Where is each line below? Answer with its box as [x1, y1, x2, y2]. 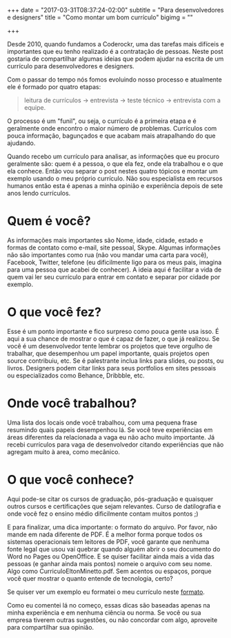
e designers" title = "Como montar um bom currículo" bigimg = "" [7, 13, 193, 21]
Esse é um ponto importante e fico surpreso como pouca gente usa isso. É [7, 327, 219, 335]
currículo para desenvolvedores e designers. [7, 62, 134, 70]
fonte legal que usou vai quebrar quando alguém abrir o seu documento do [7, 545, 221, 553]
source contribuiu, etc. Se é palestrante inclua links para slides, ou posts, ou [7, 356, 224, 365]
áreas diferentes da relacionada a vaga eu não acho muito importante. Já [7, 433, 215, 441]
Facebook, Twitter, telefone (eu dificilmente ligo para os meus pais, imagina [7, 258, 222, 266]
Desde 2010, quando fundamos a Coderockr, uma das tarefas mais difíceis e [7, 40, 224, 48]
